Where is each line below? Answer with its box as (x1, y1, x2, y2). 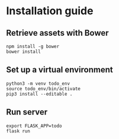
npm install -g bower (6, 43, 60, 49)
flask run (6, 128, 31, 134)
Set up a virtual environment (6, 65, 114, 75)
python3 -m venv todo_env (6, 80, 70, 87)
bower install (6, 49, 41, 55)
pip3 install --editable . (6, 91, 73, 97)
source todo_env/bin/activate (6, 86, 81, 91)
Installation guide (6, 4, 94, 18)
